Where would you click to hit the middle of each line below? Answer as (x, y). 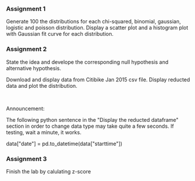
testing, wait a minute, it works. (44, 132)
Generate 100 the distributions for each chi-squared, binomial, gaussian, (93, 22)
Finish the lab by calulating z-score (48, 171)
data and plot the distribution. (42, 86)
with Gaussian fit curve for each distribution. (60, 34)
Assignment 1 (26, 9)
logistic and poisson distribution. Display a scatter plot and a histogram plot (97, 28)
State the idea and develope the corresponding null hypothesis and (87, 62)
